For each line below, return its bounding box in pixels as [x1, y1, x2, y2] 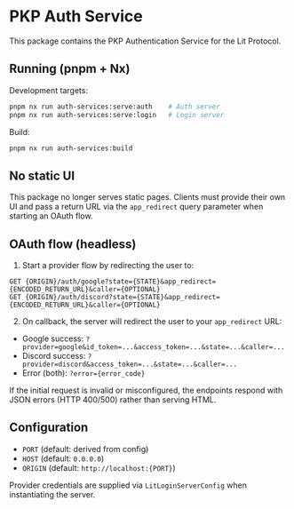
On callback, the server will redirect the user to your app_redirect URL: [21, 316, 282, 326]
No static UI [9, 168, 75, 183]
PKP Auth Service [9, 6, 144, 27]
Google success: [21, 333, 84, 344]
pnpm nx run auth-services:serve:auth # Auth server [9, 102, 220, 111]
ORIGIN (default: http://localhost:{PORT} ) [21, 462, 176, 473]
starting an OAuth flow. [9, 211, 93, 221]
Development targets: [9, 84, 89, 95]
